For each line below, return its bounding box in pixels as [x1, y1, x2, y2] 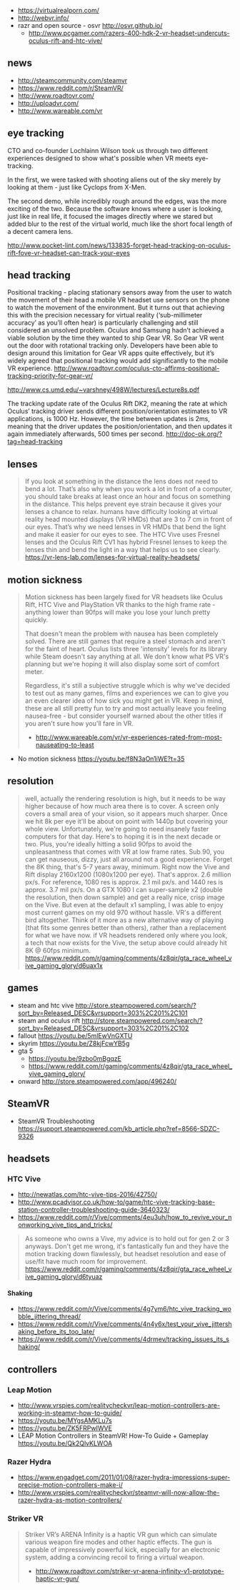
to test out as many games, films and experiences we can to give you [24, 689, 229, 698]
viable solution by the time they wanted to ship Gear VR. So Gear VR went [7, 334, 224, 342]
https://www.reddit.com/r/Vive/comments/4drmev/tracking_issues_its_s [17, 1335, 230, 1343]
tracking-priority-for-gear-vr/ [7, 372, 94, 380]
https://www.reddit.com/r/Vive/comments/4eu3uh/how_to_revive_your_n [17, 1213, 232, 1222]
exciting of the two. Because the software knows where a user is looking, [7, 204, 223, 213]
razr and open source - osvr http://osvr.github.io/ [17, 21, 163, 29]
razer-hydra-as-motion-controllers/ [17, 1496, 123, 1504]
